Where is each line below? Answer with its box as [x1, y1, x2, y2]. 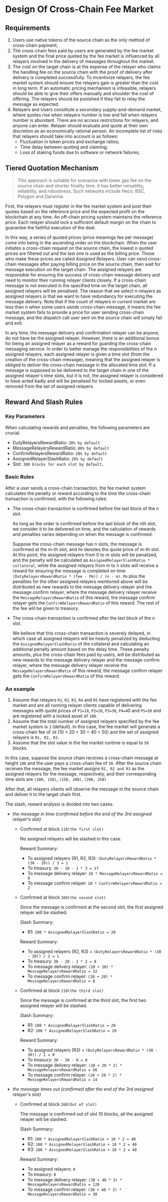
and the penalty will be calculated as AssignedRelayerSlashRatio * [12, 557, 150, 563]
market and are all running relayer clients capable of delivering [12, 702, 142, 708]
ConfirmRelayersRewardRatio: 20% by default [12, 450, 107, 456]
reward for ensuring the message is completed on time [12, 568, 126, 574]
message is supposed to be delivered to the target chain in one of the [5, 367, 149, 373]
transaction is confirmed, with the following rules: [5, 495, 108, 502]
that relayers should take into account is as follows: [12, 133, 119, 139]
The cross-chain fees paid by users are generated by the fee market [12, 48, 154, 53]
